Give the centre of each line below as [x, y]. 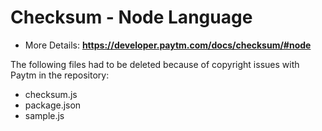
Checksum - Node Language [131, 17]
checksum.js [51, 94]
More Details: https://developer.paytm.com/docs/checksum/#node [168, 45]
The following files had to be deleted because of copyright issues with [155, 64]
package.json [53, 105]
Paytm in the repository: [60, 75]
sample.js [44, 115]
